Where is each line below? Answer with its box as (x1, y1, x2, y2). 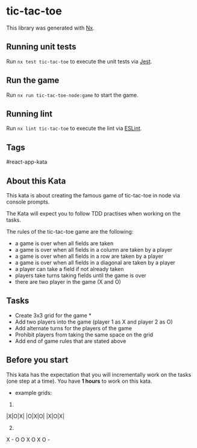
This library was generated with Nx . (6, 24, 95, 31)
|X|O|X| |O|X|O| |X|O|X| (6, 412, 65, 420)
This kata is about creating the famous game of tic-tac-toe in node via (6, 192, 181, 199)
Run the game (6, 75, 60, 86)
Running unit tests (6, 42, 77, 52)
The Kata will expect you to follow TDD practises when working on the (6, 210, 181, 217)
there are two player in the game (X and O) (14, 278, 122, 285)
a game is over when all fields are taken (14, 240, 114, 247)
